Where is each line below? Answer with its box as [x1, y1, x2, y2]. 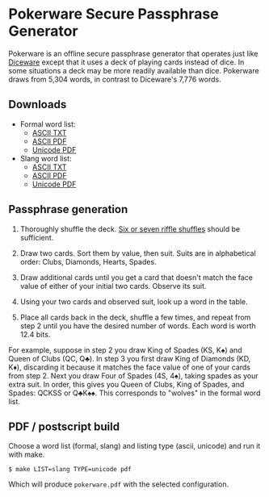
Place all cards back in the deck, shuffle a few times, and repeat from [19, 312, 251, 322]
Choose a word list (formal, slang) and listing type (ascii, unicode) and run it [8, 441, 261, 451]
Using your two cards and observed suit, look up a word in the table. [19, 296, 248, 307]
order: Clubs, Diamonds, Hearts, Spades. [19, 257, 157, 266]
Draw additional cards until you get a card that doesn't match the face [19, 272, 253, 282]
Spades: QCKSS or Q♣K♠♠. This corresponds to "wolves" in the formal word [8, 388, 261, 398]
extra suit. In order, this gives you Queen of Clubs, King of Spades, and [8, 379, 245, 389]
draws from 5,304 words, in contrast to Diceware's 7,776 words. [8, 74, 221, 84]
